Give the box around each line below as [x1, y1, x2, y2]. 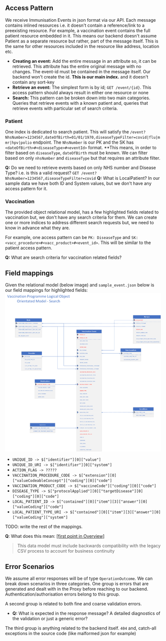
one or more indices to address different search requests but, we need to [5, 220, 154, 226]
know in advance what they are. [5, 225, 70, 231]
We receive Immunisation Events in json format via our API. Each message [5, 17, 156, 23]
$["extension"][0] [79, 473, 117, 478]
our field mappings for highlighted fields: [5, 287, 88, 293]
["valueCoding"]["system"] [12, 515, 68, 520]
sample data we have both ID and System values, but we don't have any [5, 180, 152, 187]
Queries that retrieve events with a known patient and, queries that [12, 100, 148, 106]
